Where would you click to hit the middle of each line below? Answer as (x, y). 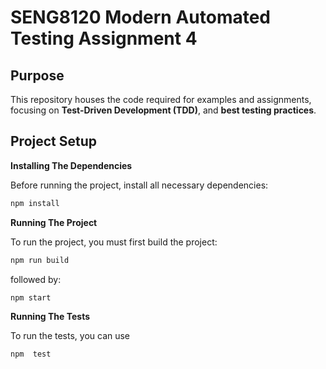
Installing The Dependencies (71, 165)
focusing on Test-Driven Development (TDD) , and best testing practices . (163, 110)
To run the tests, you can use (70, 336)
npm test (31, 354)
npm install (35, 203)
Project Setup (54, 141)
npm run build (40, 260)
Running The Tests (50, 317)
